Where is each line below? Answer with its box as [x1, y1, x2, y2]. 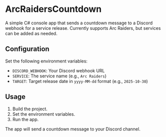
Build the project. [12, 106, 48, 112]
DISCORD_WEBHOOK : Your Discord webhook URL [12, 68, 105, 73]
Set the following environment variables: [5, 58, 88, 64]
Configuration [5, 45, 50, 53]
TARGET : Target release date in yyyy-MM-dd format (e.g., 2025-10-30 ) [12, 78, 148, 84]
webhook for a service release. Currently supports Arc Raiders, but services [5, 25, 161, 31]
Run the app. [12, 116, 39, 122]
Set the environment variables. [12, 111, 76, 117]
